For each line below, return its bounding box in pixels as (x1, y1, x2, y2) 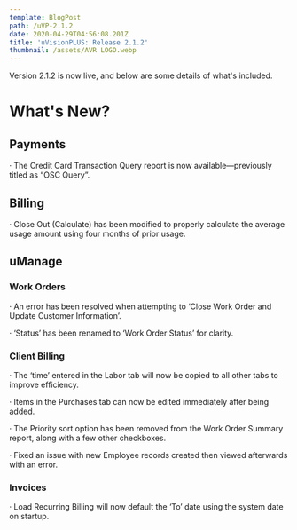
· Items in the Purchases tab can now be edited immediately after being (9, 396, 270, 407)
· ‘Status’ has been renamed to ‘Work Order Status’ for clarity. (9, 328, 234, 338)
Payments (9, 137, 66, 152)
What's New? (9, 101, 111, 122)
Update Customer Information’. (9, 310, 121, 320)
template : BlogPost (9, 12, 82, 22)
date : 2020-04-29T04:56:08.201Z (9, 29, 129, 38)
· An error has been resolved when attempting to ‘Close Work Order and (9, 301, 272, 312)
